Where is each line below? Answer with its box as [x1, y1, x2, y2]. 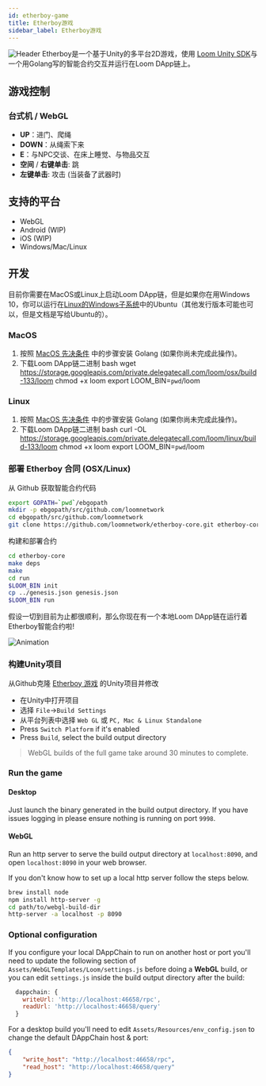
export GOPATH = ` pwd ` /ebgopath [8, 499, 108, 506]
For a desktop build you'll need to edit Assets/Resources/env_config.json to [8, 1025, 255, 1034]
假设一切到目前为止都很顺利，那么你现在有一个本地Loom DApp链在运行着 [8, 612, 248, 622]
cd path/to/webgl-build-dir [8, 903, 101, 911]
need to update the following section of [8, 956, 137, 965]
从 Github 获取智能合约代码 [8, 483, 97, 492]
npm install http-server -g [8, 895, 101, 903]
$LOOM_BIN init [8, 581, 59, 590]
